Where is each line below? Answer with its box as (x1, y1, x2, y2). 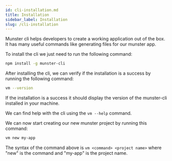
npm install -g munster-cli (5, 61, 66, 66)
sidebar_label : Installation (5, 17, 68, 22)
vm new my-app (5, 135, 36, 141)
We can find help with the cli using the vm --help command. (5, 110, 132, 116)
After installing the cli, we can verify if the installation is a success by (5, 70, 151, 77)
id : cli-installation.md (5, 7, 59, 13)
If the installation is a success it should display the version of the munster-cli (5, 95, 167, 101)
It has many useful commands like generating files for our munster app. (5, 41, 157, 48)
